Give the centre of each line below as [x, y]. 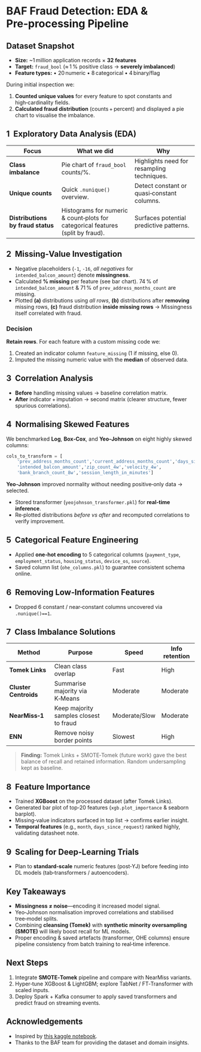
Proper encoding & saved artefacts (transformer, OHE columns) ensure [102, 938]
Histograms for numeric [95, 210]
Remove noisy [74, 733]
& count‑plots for [85, 218]
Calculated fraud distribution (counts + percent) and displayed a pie [99, 109]
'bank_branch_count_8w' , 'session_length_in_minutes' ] [85, 473]
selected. [18, 491]
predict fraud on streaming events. [57, 1003]
